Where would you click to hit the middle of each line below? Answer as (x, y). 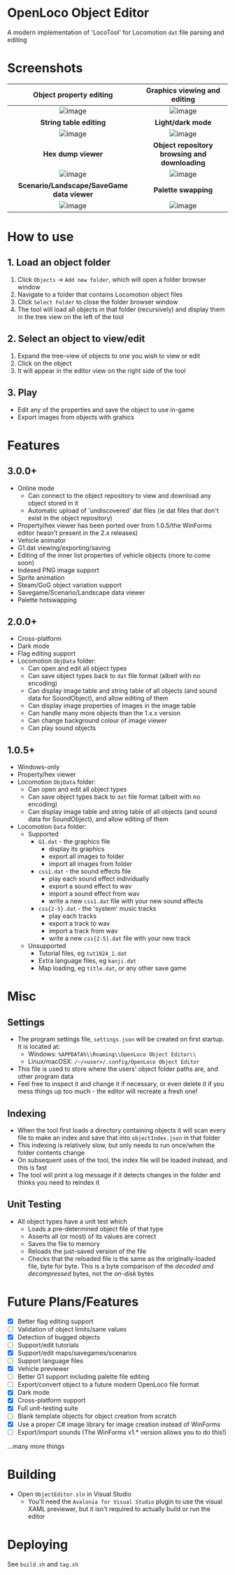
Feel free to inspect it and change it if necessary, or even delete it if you (121, 1084)
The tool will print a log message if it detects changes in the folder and (119, 1175)
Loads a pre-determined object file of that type (95, 1229)
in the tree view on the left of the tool (71, 316)
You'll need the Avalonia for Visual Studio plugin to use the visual (125, 1501)
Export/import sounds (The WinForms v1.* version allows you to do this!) (122, 1432)
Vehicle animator (42, 540)
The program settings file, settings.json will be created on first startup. (121, 1039)
